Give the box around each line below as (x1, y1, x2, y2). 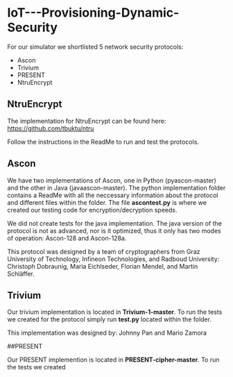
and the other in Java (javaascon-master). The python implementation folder (7, 183, 226, 192)
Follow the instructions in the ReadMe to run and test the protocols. (7, 137, 200, 146)
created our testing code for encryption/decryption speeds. (7, 206, 178, 214)
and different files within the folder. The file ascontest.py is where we (7, 198, 207, 206)
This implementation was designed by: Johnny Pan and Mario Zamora (7, 328, 207, 337)
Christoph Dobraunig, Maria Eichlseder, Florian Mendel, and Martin (7, 262, 198, 270)
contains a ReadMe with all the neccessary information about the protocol (7, 191, 218, 199)
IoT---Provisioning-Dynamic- (7, 5, 180, 21)
